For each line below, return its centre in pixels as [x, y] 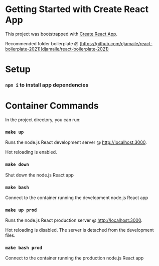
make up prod [21, 210]
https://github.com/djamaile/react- [117, 43]
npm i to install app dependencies [47, 85]
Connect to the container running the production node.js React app [74, 258]
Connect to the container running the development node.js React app [77, 198]
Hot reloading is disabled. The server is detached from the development [79, 230]
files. [10, 235]
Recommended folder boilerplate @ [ [43, 43]
